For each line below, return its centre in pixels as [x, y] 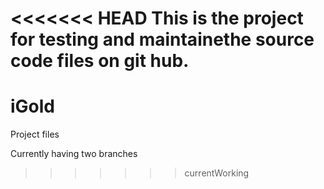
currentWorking [217, 173]
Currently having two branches [74, 154]
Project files [35, 134]
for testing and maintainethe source [162, 39]
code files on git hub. [100, 61]
